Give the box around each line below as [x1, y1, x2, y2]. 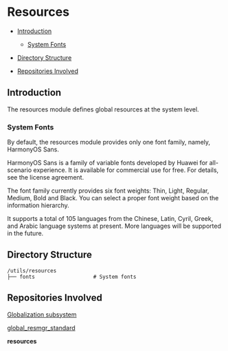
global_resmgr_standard [7, 323, 76, 332]
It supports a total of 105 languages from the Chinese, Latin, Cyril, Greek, [7, 215, 214, 223]
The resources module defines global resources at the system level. [7, 105, 199, 114]
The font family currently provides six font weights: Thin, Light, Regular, [7, 187, 209, 195]
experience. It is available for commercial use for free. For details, [33, 166, 219, 174]
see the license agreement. [7, 173, 84, 182]
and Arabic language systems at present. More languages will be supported [7, 222, 222, 231]
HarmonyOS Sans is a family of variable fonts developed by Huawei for [7, 159, 208, 167]
